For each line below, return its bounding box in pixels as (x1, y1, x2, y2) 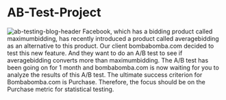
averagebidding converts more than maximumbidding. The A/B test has (7, 56, 209, 64)
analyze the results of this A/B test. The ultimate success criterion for (7, 70, 203, 79)
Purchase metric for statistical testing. (7, 85, 114, 93)
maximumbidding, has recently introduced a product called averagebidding (7, 34, 219, 42)
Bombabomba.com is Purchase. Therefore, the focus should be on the (7, 78, 205, 86)
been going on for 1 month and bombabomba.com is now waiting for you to (7, 63, 219, 71)
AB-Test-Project (7, 5, 101, 20)
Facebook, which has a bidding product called (81, 27, 213, 35)
